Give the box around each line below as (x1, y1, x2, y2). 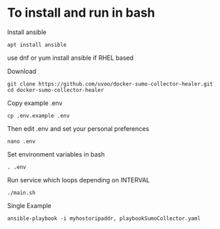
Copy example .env (7, 99, 63, 107)
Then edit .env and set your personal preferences (7, 124, 150, 133)
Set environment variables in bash (7, 150, 105, 158)
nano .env (7, 138, 36, 145)
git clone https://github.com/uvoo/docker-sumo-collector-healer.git (7, 80, 214, 88)
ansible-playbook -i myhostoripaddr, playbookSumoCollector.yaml (7, 214, 201, 222)
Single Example (7, 201, 52, 210)
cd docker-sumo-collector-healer (7, 86, 104, 93)
